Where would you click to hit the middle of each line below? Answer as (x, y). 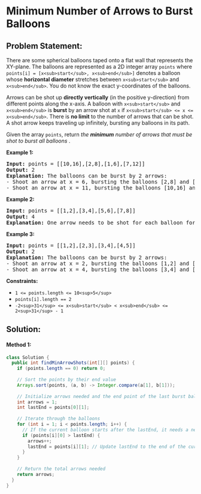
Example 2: (20, 199)
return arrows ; (36, 474)
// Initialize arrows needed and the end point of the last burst (101, 396)
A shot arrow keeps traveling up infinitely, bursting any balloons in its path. (98, 123)
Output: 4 (20, 217)
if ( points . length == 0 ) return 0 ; (61, 369)
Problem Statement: (44, 46)
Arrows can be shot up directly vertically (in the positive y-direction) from (98, 97)
